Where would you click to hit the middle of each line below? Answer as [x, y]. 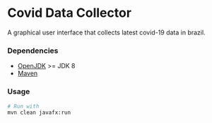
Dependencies [33, 51]
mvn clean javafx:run [39, 113]
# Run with [23, 106]
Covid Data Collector [70, 13]
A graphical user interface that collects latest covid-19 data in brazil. [107, 32]
